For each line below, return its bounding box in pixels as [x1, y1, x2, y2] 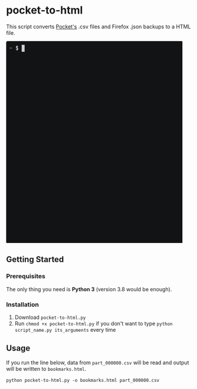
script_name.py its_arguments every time [14, 326, 116, 333]
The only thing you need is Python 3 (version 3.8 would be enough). [6, 285, 172, 292]
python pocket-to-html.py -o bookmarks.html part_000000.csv [6, 377, 160, 383]
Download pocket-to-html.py [14, 314, 86, 321]
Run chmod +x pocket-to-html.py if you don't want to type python [14, 319, 173, 327]
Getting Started [6, 255, 64, 265]
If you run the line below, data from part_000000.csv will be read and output [6, 359, 189, 366]
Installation [6, 300, 40, 308]
